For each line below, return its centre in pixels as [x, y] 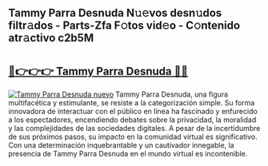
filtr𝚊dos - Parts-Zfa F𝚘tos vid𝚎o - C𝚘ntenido [124, 26]
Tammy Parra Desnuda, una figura [172, 94]
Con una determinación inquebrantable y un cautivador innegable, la [121, 145]
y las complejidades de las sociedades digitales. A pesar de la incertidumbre [134, 128]
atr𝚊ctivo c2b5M [51, 38]
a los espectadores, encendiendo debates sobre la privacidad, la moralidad [132, 120]
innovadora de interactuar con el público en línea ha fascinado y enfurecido [133, 111]
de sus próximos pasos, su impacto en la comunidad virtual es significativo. [133, 136]
